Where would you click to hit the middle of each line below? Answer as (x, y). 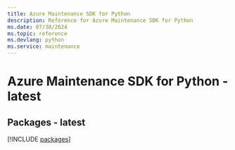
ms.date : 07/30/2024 (38, 27)
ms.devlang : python (36, 40)
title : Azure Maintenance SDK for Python (69, 14)
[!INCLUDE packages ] (39, 139)
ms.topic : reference (38, 33)
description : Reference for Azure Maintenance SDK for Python (100, 20)
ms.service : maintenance (44, 46)
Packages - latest (46, 122)
